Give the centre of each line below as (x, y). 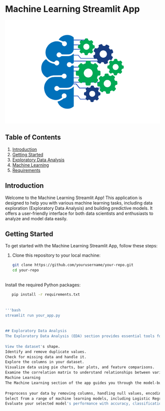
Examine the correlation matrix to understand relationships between (78, 373)
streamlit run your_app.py (33, 315)
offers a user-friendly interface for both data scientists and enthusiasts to (79, 213)
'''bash (13, 310)
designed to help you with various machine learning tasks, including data (79, 203)
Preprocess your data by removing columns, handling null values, (74, 393)
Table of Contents (33, 137)
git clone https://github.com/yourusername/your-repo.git (73, 265)
